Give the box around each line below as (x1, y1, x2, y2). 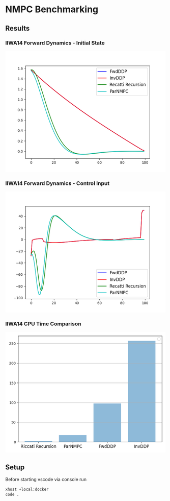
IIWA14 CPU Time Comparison (5, 320, 81, 327)
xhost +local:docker (5, 487, 49, 492)
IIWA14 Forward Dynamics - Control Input (5, 180, 110, 187)
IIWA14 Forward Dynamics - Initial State (5, 39, 105, 46)
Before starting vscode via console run (5, 476, 87, 483)
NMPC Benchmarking (5, 4, 99, 15)
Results (5, 24, 30, 33)
